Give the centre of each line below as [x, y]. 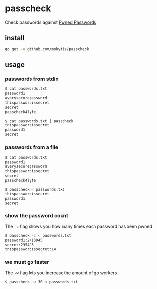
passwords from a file [31, 147]
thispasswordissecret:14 [31, 249]
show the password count [37, 216]
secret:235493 [20, 245]
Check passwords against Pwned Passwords [51, 22]
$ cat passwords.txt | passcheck [39, 121]
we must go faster [27, 262]
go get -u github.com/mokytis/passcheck [47, 49]
